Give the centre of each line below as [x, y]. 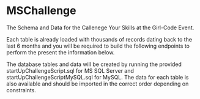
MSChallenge [41, 11]
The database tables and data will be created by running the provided [94, 64]
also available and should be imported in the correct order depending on [98, 84]
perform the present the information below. [61, 52]
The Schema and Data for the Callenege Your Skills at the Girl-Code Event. [100, 28]
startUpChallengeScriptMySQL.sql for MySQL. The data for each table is [98, 77]
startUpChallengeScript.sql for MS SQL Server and [70, 70]
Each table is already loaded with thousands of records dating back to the [99, 39]
